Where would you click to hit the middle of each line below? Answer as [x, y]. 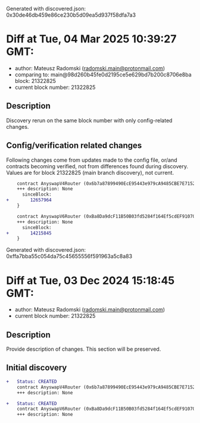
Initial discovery [37, 368]
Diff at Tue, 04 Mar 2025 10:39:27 [91, 39]
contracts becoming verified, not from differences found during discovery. [97, 166]
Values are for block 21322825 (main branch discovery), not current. [90, 172]
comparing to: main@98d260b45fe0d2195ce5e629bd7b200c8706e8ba [103, 75]
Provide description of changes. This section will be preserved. [84, 349]
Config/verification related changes [74, 146]
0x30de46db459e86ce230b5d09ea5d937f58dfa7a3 [71, 15]
